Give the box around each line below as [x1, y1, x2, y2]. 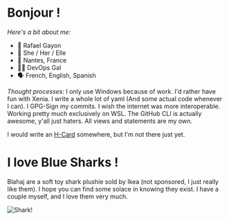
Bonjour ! [7, 5, 61, 21]
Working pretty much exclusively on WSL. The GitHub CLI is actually [7, 109, 202, 117]
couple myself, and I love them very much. [7, 192, 128, 201]
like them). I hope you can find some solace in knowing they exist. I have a [7, 185, 219, 193]
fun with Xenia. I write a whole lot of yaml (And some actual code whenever [7, 94, 223, 103]
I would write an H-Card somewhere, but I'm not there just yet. [7, 130, 185, 138]
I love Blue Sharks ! [7, 155, 119, 171]
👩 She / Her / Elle [17, 49, 66, 57]
